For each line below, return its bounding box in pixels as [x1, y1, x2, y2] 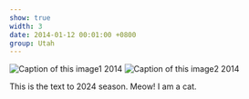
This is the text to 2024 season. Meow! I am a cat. [9, 81, 197, 92]
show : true [9, 13, 51, 23]
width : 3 [9, 22, 43, 31]
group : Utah [9, 38, 55, 48]
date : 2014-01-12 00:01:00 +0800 [9, 30, 137, 39]
